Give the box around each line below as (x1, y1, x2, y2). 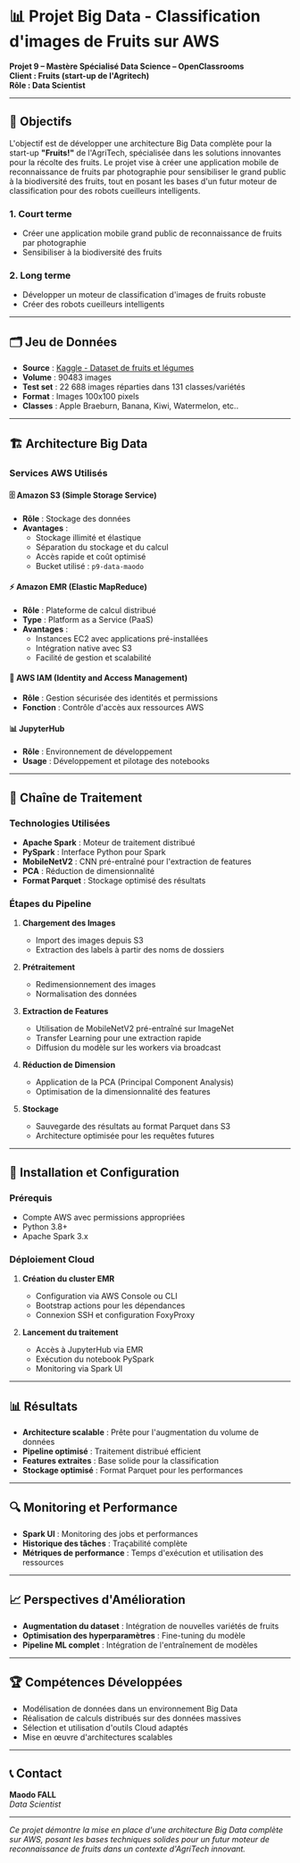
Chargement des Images (21, 918, 116, 928)
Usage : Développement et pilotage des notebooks (21, 756, 210, 767)
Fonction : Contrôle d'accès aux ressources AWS (21, 702, 204, 713)
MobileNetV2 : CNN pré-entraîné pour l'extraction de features (21, 856, 252, 867)
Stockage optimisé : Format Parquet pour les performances (21, 1465, 244, 1476)
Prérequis (9, 1191, 53, 1204)
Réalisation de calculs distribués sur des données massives (21, 1712, 242, 1724)
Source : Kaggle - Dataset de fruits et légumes (21, 363, 195, 373)
